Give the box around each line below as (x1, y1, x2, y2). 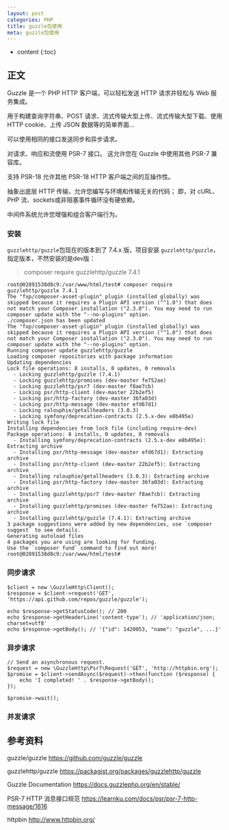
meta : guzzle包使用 (7, 29, 59, 36)
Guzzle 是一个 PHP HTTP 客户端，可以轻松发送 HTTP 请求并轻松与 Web (7, 89, 210, 97)
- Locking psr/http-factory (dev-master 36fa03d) (13, 395, 157, 402)
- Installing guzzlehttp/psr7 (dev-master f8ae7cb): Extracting (13, 491, 200, 498)
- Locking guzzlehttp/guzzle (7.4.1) (13, 371, 121, 378)
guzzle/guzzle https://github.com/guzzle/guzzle (7, 753, 143, 762)
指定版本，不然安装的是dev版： (7, 255, 96, 263)
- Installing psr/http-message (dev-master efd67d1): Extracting (13, 449, 204, 456)
